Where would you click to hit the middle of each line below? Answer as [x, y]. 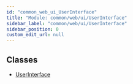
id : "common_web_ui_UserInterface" [52, 12]
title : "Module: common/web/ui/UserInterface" [67, 18]
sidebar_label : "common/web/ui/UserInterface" [67, 23]
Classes [22, 60]
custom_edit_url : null [35, 35]
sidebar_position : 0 [33, 29]
